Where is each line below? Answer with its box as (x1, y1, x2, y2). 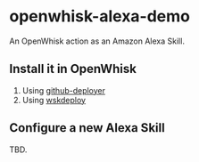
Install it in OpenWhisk (9, 61, 137, 77)
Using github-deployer (21, 85, 105, 95)
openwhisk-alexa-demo (9, 6, 190, 27)
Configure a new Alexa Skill (9, 120, 165, 135)
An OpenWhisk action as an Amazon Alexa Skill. (9, 36, 186, 46)
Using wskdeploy (21, 94, 87, 105)
